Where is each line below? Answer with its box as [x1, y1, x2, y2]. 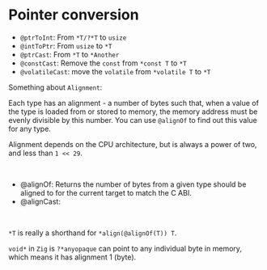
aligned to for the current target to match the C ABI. [19, 188, 192, 197]
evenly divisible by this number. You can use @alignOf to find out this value [8, 115, 257, 124]
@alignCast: [19, 196, 61, 206]
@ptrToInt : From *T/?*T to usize [19, 32, 127, 42]
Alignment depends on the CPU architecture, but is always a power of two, [8, 139, 257, 149]
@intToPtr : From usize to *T [19, 40, 112, 50]
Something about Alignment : [8, 82, 103, 92]
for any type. [8, 124, 51, 133]
